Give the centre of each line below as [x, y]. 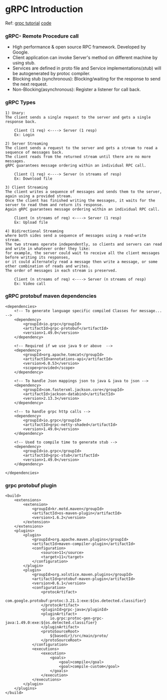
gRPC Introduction [44, 9]
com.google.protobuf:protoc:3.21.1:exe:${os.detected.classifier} [76, 601]
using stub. [24, 63]
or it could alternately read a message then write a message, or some [81, 262]
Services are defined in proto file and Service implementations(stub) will [87, 68]
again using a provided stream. [39, 196]
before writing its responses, [38, 257]
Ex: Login [24, 135]
